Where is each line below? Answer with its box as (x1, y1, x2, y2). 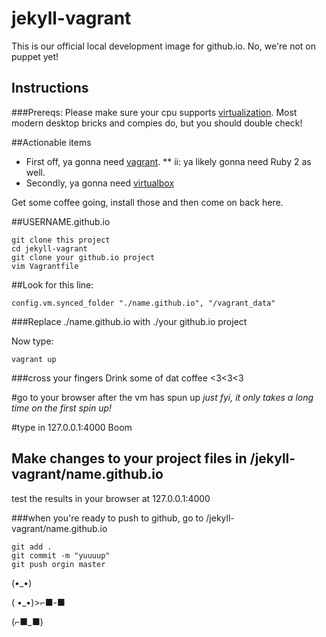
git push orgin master (11, 559, 106, 569)
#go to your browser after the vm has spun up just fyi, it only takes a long (11, 391, 314, 403)
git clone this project (11, 235, 111, 245)
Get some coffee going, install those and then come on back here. (11, 196, 284, 208)
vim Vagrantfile (11, 261, 79, 271)
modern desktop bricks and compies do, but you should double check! (11, 117, 303, 129)
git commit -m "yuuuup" (11, 550, 111, 561)
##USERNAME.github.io (11, 215, 111, 227)
